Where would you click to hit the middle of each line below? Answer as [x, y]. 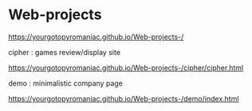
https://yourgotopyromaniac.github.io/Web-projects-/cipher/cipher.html [126, 67]
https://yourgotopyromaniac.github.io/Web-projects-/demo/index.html [124, 98]
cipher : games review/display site [65, 52]
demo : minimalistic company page [66, 83]
